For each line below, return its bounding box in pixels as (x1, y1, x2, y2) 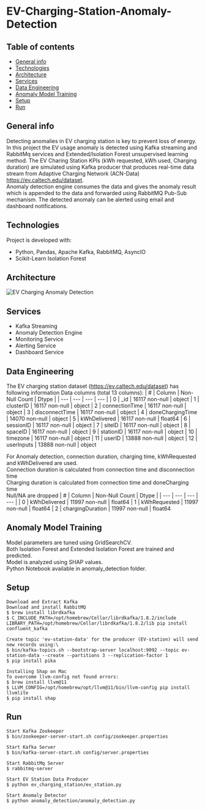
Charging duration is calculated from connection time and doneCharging (6, 479, 189, 486)
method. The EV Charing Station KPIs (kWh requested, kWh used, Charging (6, 157, 197, 164)
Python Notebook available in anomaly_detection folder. (6, 565, 147, 572)
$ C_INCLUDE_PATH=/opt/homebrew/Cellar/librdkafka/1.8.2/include (6, 615, 176, 621)
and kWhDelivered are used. (6, 459, 78, 467)
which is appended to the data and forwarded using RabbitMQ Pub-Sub (6, 189, 187, 196)
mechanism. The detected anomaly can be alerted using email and (6, 196, 174, 203)
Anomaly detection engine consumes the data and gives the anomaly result (6, 182, 196, 190)
